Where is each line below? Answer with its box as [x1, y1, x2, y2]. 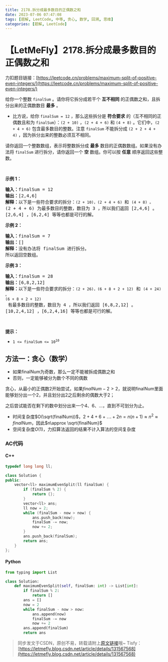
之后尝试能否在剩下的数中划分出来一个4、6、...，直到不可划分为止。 [5, 403, 147, 408]
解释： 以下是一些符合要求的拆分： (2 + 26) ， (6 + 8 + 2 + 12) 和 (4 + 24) [5, 286, 161, 292]
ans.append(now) [32, 612, 66, 617]
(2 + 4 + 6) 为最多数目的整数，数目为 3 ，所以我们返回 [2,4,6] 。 [5, 206, 157, 211]
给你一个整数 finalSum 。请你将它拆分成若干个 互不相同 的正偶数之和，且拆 [5, 96, 161, 102]
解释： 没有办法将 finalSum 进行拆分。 [5, 246, 90, 252]
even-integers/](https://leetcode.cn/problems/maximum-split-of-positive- [5, 80, 158, 87]
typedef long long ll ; [5, 464, 53, 469]
